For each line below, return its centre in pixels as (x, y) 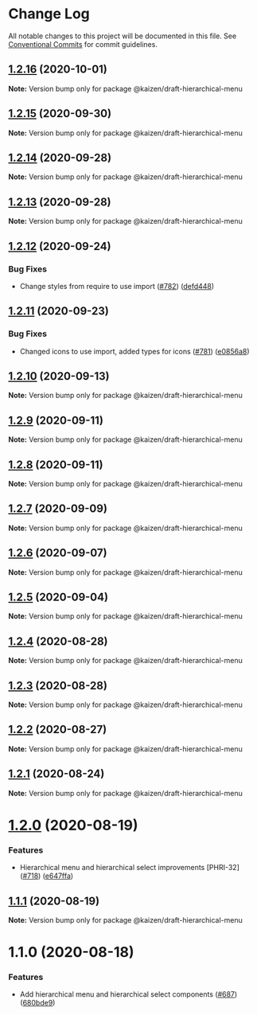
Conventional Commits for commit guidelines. (83, 44)
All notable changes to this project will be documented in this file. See (123, 36)
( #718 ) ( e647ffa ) (47, 876)
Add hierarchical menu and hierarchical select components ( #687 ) (128, 994)
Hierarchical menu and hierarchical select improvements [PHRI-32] (130, 868)
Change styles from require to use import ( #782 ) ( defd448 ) (117, 286)
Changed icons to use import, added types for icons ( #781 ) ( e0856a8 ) (134, 351)
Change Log (49, 14)
